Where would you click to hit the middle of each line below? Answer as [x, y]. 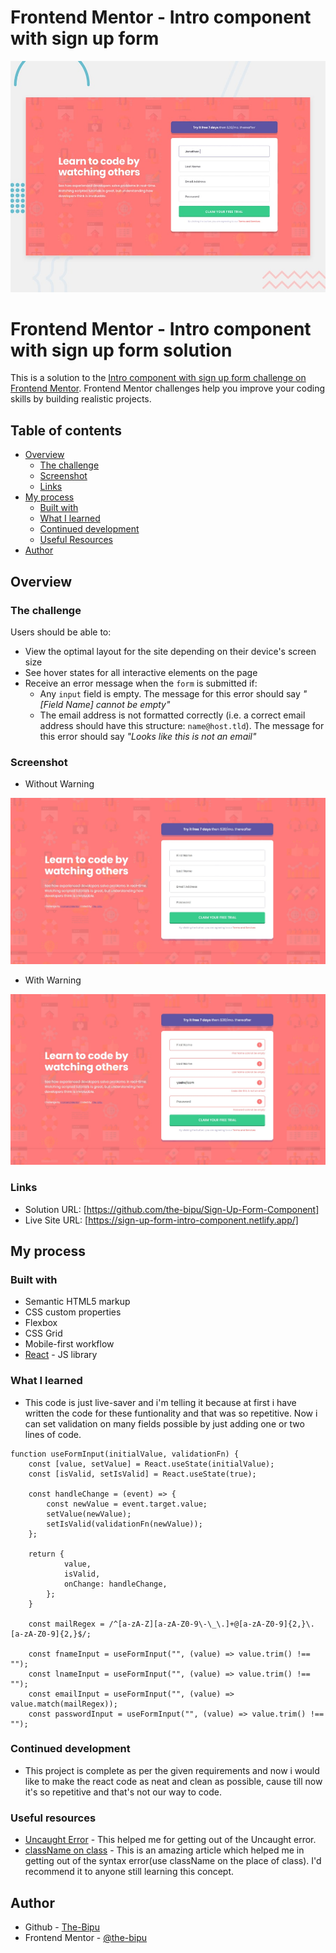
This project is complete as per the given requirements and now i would [172, 1770]
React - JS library [61, 1355]
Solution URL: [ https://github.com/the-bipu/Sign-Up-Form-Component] [172, 1209]
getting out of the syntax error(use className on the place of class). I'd [173, 1861]
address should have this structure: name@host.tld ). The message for [182, 725]
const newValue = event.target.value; [127, 1504]
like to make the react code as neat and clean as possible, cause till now [173, 1781]
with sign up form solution [121, 350]
